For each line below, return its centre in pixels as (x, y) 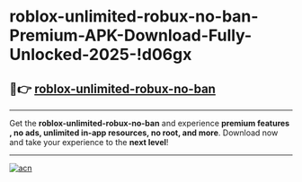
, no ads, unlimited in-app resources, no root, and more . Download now (144, 133)
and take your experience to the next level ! (89, 142)
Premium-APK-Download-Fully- (131, 35)
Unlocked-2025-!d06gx (101, 55)
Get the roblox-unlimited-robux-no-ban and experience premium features (150, 123)
